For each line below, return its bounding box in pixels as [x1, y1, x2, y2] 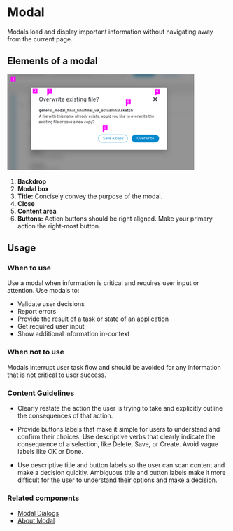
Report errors [17, 308, 57, 316]
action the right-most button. [17, 221, 101, 230]
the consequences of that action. [17, 411, 113, 420]
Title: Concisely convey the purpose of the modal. [17, 192, 163, 200]
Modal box [17, 184, 49, 193]
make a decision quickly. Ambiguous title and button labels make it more [17, 469, 226, 477]
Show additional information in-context [17, 330, 130, 338]
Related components [7, 493, 80, 503]
